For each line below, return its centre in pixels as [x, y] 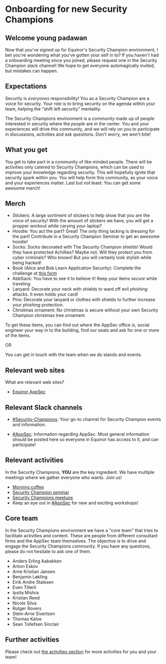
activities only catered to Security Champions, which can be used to [75, 167]
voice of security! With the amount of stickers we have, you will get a [83, 221]
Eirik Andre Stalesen [33, 582]
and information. [29, 425]
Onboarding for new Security [66, 9]
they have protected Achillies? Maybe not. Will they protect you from [82, 252]
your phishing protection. [38, 305]
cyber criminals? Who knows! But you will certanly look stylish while [82, 257]
